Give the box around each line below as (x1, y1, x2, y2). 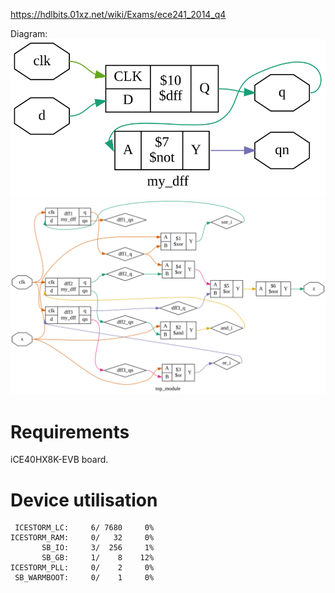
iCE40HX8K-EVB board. (10, 454, 109, 466)
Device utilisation (10, 489, 158, 511)
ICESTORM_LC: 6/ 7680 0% (14, 523, 155, 533)
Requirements (10, 420, 130, 443)
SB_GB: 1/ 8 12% (41, 553, 155, 563)
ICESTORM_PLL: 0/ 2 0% (10, 563, 155, 573)
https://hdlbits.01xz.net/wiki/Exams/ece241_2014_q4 (10, 9, 227, 20)
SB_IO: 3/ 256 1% (41, 543, 155, 553)
